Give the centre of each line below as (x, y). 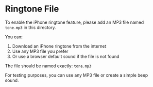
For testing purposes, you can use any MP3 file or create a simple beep (76, 75)
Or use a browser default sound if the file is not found (66, 56)
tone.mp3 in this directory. (31, 27)
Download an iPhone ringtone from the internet (59, 46)
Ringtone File (32, 9)
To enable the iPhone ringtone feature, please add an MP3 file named (75, 22)
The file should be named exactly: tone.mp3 (48, 66)
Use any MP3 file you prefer (40, 51)
